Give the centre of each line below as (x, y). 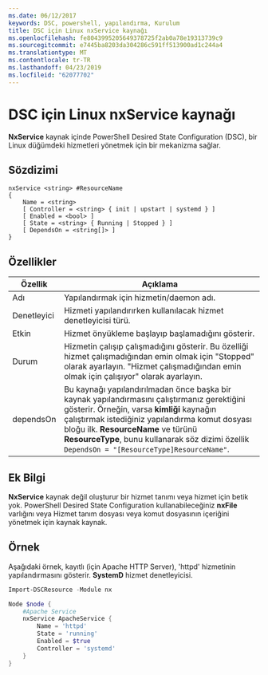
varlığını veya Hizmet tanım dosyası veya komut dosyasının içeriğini (119, 514)
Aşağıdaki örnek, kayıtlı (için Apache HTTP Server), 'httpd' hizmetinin (122, 566)
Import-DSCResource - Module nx (60, 590)
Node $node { (30, 604)
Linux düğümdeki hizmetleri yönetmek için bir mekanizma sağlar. (115, 145)
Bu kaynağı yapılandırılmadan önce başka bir (147, 389)
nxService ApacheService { (67, 619)
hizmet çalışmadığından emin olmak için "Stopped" (159, 357)
